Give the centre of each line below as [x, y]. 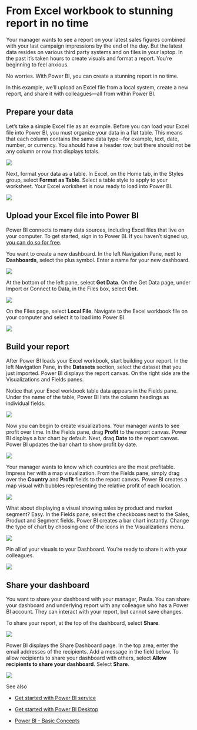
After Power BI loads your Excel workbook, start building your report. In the [97, 361]
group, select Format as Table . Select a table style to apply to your [87, 180]
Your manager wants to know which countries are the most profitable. [91, 467]
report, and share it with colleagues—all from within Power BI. [81, 93]
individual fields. [26, 403]
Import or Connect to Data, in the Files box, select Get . [72, 289]
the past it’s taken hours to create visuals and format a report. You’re [89, 58]
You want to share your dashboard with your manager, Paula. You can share [98, 599]
